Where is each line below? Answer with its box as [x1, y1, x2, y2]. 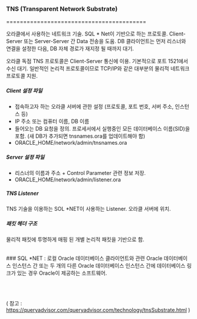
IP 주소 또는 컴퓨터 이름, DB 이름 [14, 118, 90, 125]
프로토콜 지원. [6, 73, 38, 80]
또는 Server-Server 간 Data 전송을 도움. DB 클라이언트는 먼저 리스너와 [23, 38, 186, 45]
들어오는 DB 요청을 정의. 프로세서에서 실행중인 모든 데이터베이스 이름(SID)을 [14, 125, 191, 132]
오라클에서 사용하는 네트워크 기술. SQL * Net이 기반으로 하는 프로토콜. [6, 30, 168, 37]
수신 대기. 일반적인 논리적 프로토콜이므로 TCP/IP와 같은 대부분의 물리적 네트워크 [6, 65, 190, 72]
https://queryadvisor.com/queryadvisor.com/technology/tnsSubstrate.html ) [6, 307, 191, 314]
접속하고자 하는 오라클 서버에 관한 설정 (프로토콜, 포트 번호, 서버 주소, [14, 103, 174, 110]
